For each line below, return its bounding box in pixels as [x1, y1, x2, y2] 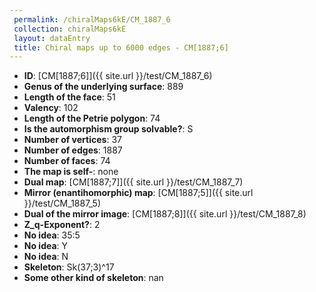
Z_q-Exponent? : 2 [23, 219, 101, 231]
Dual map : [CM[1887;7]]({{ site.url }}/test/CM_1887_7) [23, 176, 244, 188]
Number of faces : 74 [23, 155, 111, 167]
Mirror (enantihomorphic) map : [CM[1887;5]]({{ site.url [23, 187, 254, 199]
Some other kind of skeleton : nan [23, 272, 164, 284]
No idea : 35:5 [23, 229, 81, 241]
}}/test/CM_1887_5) [23, 197, 102, 210]
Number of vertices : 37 [23, 134, 122, 146]
